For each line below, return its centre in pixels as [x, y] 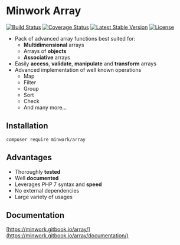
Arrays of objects [45, 51]
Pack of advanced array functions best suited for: [75, 38]
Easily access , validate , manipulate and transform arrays [86, 64]
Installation [27, 126]
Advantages [29, 158]
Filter [30, 82]
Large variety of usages [43, 197]
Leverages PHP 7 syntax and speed [58, 184]
